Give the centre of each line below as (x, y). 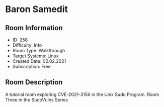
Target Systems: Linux (35, 56)
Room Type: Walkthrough (39, 50)
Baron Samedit (37, 9)
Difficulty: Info (27, 45)
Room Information (34, 28)
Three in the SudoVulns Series (37, 99)
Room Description (34, 82)
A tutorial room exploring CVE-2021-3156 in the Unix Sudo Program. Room (82, 94)
